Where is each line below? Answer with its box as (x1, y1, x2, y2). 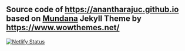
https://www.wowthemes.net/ (6, 23, 120, 32)
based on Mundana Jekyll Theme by (6, 14, 142, 24)
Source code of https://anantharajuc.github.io (6, 5, 179, 14)
